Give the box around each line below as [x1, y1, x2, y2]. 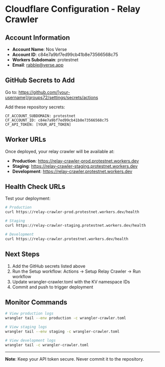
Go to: [5, 89, 18, 95]
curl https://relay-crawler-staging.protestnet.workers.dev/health [5, 223, 146, 228]
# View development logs [5, 338, 56, 343]
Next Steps [5, 250, 40, 259]
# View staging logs [5, 325, 48, 330]
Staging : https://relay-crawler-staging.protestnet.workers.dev [12, 163, 138, 169]
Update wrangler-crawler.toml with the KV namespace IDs [12, 279, 130, 285]
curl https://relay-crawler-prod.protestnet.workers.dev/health [5, 210, 139, 214]
